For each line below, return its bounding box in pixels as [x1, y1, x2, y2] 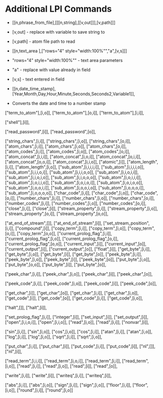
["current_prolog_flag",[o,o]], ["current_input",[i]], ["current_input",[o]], [5, 240, 147, 247]
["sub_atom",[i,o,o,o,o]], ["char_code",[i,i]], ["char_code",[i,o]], [5, 190, 130, 196]
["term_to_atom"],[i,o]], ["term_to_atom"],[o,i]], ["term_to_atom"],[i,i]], [5, 110, 145, 116]
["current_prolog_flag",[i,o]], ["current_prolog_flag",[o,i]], [5, 236, 119, 241]
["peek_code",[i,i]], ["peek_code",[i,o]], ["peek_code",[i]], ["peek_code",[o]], [5, 280, 157, 286]
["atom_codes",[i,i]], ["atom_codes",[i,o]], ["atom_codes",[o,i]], [5, 148, 130, 154]
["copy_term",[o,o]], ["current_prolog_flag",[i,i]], [17, 230, 112, 236]
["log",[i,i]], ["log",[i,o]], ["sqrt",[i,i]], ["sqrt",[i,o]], [5, 334, 103, 339]
